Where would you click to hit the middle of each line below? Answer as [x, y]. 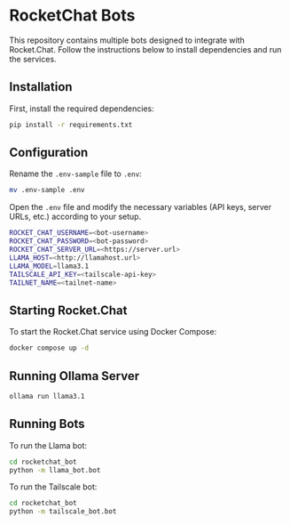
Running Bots [47, 424]
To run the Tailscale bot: [53, 487]
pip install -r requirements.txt [71, 125]
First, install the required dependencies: [82, 109]
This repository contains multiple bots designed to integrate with [127, 40]
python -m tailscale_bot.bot [63, 512]
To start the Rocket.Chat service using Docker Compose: [113, 332]
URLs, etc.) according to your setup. [75, 217]
